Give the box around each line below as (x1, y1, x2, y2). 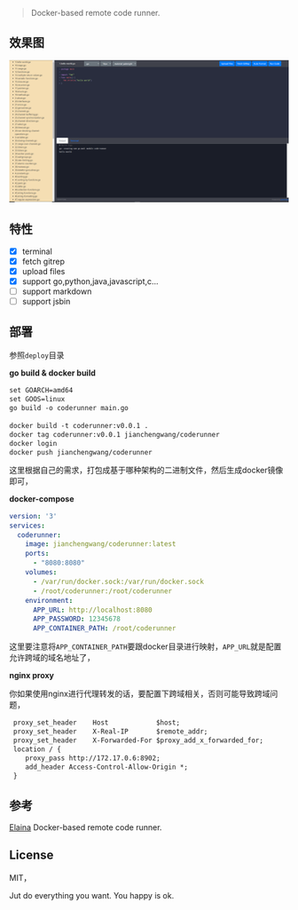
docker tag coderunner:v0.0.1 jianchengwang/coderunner (9, 430, 220, 439)
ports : (25, 550, 50, 558)
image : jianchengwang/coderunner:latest (25, 540, 176, 549)
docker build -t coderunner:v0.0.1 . (9, 421, 149, 430)
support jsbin (21, 296, 71, 306)
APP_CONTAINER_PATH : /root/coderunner (32, 624, 176, 633)
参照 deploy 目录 (9, 350, 65, 360)
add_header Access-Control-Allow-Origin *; (25, 763, 189, 772)
